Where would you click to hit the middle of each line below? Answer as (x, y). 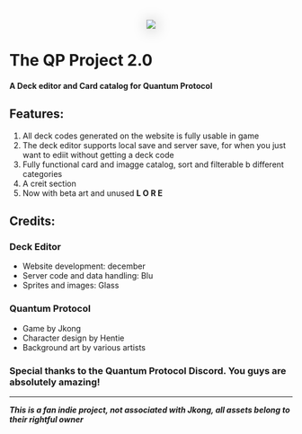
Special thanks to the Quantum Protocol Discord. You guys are (148, 370)
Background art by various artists (84, 347)
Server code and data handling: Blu (88, 276)
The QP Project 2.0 (81, 61)
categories (42, 173)
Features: (37, 114)
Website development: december (84, 266)
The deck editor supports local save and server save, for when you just (154, 145)
